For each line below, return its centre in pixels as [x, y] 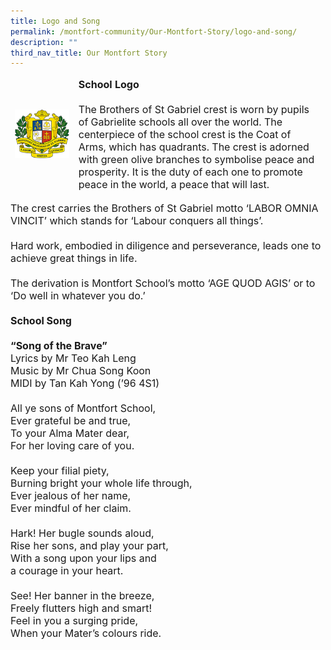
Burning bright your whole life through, [101, 483]
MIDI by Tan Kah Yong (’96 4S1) [85, 383]
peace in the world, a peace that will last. [174, 185]
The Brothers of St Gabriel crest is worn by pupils [194, 110]
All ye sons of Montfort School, [83, 408]
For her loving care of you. [72, 446]
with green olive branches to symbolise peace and [196, 160]
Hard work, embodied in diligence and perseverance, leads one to [166, 246]
